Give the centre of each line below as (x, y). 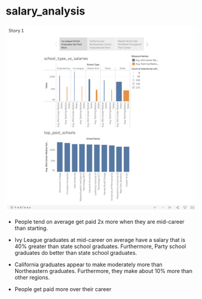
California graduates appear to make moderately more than (89, 264)
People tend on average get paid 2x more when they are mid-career (99, 222)
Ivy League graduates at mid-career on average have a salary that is (100, 240)
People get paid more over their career (63, 289)
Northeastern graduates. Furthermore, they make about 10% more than (103, 271)
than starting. (31, 228)
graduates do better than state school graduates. (76, 253)
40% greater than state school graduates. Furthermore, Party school (100, 246)
